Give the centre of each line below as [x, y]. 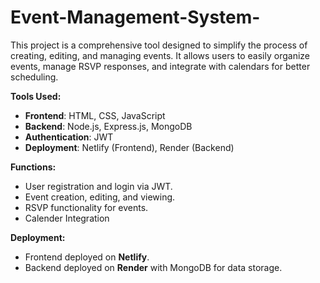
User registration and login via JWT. [98, 186]
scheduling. [34, 77]
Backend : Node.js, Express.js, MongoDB [108, 126]
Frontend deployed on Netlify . [87, 257]
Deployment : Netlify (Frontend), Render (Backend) [129, 147]
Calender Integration [67, 218]
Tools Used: [36, 96]
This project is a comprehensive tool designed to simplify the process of [159, 45]
